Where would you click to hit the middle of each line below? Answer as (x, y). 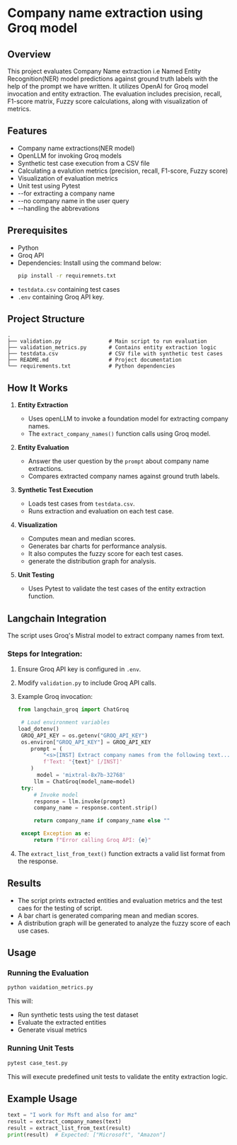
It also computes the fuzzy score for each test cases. (106, 554)
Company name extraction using (105, 13)
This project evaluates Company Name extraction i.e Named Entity (104, 71)
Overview (29, 54)
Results (24, 883)
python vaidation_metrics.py (50, 988)
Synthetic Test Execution (55, 490)
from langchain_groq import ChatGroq (73, 710)
